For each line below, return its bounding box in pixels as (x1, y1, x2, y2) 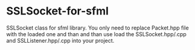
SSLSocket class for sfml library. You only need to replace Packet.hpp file (6, 24, 189, 31)
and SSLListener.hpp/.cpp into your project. (6, 37, 115, 44)
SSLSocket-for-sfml (6, 4, 109, 18)
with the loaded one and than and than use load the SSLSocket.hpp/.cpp (6, 30, 187, 37)
